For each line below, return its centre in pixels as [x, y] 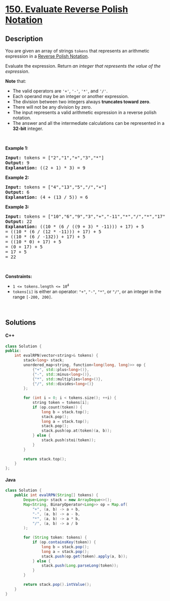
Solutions [21, 323]
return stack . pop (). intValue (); [58, 584]
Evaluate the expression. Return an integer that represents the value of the [83, 66]
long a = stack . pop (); [65, 551]
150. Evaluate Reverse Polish [67, 9]
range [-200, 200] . [32, 297]
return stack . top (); [45, 459]
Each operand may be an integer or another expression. [71, 96]
